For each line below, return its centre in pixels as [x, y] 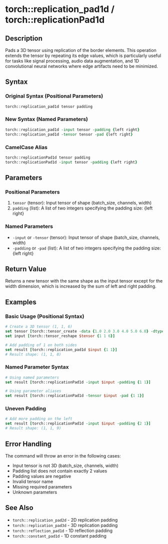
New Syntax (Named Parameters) [47, 119]
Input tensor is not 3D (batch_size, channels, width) [65, 465]
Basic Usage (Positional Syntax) [45, 316]
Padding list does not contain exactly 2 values [60, 470]
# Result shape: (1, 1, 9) [33, 428]
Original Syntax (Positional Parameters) [54, 96]
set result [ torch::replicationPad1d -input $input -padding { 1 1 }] [78, 382]
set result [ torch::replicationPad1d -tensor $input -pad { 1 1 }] [74, 396]
